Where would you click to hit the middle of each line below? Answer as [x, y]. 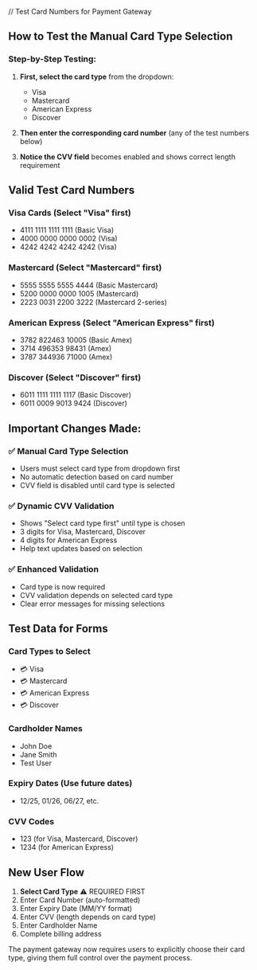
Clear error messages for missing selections [92, 604]
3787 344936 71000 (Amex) [66, 357]
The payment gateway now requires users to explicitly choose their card [127, 949]
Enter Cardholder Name [58, 925]
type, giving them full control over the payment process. [100, 957]
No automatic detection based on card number [96, 476]
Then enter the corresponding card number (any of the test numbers [134, 133]
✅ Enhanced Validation [54, 569]
